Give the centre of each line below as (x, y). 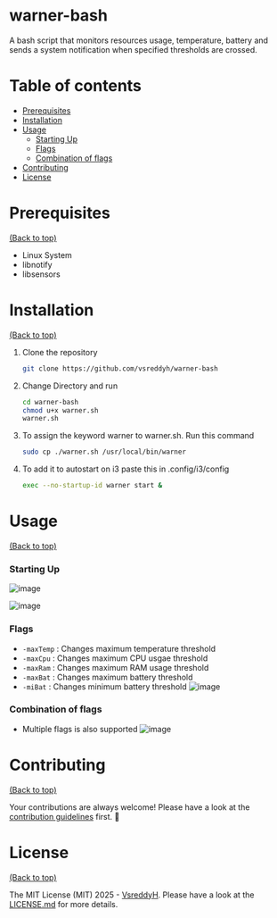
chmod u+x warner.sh (60, 410)
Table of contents (76, 86)
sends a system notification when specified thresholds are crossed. (134, 49)
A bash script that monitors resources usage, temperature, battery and (139, 40)
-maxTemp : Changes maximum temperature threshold (119, 648)
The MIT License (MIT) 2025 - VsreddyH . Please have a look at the (132, 895)
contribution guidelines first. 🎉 (65, 816)
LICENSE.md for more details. (64, 904)
